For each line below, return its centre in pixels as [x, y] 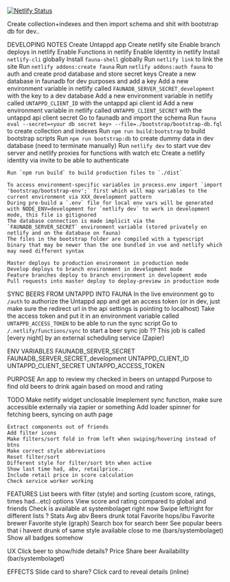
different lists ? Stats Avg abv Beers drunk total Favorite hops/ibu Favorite [111, 516]
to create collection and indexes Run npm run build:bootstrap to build [106, 131]
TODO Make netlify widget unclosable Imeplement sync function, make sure [115, 400]
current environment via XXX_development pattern [80, 197]
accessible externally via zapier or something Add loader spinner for [104, 407]
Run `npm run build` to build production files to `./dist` [95, 173]
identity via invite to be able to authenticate [68, 160]
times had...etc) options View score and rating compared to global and [107, 501]
